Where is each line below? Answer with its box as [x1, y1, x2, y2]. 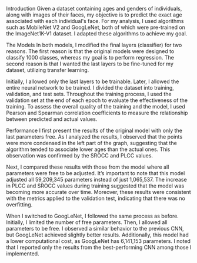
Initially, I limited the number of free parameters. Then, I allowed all [6, 219, 168, 226]
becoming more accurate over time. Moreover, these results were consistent [6, 189, 191, 195]
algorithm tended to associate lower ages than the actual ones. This [6, 146, 171, 153]
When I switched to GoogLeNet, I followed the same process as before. [6, 212, 179, 219]
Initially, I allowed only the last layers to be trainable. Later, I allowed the [6, 78, 179, 85]
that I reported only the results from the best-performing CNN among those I [6, 244, 192, 251]
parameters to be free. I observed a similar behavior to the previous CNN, [6, 225, 184, 232]
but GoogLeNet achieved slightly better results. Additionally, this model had [6, 231, 189, 238]
